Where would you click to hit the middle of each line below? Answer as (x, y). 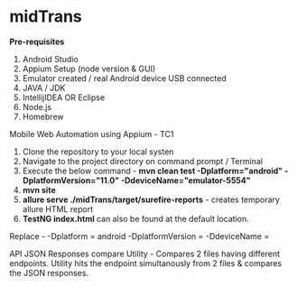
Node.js (37, 106)
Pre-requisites (37, 42)
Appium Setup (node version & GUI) (89, 69)
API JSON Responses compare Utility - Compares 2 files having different (144, 254)
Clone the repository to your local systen (98, 152)
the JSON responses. (49, 273)
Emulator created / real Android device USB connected (125, 78)
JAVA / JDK (44, 88)
